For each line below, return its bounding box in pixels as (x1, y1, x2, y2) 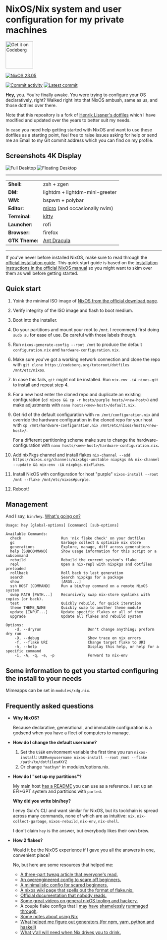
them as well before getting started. (5, 270, 79, 276)
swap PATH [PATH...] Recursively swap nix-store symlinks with (10, 592, 150, 597)
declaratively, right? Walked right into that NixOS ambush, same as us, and (5, 97, 158, 103)
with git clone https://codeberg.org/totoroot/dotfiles (12, 361, 130, 367)
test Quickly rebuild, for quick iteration (10, 601, 141, 606)
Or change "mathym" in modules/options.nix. (20, 764, 110, 769)
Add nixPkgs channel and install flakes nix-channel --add (12, 452, 131, 458)
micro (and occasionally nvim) (43, 205, 113, 212)
